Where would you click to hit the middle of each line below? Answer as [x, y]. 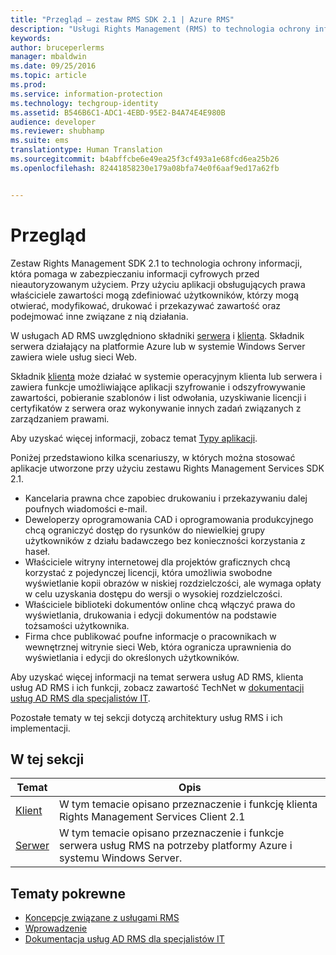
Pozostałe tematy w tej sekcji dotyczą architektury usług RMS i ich [146, 717]
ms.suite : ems [40, 141]
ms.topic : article [48, 76]
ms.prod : [28, 85]
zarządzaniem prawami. [60, 418]
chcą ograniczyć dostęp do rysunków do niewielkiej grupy [145, 530]
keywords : [31, 38]
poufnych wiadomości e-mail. [86, 508]
